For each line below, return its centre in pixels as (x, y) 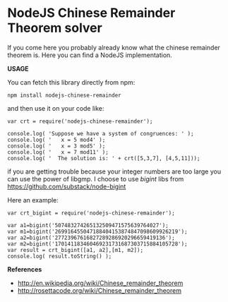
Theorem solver (55, 28)
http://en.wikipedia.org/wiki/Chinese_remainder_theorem (100, 283)
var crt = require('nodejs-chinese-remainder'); (80, 121)
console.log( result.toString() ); (60, 256)
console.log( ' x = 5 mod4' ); (56, 140)
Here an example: (33, 200)
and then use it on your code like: (56, 108)
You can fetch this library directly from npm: (71, 82)
